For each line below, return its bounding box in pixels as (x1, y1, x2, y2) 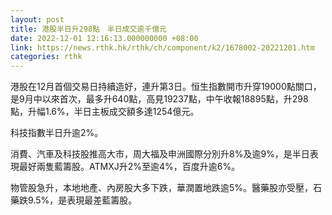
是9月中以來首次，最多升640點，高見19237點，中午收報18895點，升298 (10, 93, 309, 105)
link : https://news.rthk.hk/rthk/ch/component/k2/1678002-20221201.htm (10, 42, 315, 53)
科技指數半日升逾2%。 (10, 127, 104, 139)
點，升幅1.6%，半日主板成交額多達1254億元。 (10, 106, 200, 118)
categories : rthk (10, 52, 83, 62)
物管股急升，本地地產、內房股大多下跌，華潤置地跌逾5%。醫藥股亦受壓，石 (10, 182, 323, 194)
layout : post (10, 14, 65, 25)
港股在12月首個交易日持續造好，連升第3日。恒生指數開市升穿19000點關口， (10, 81, 322, 93)
